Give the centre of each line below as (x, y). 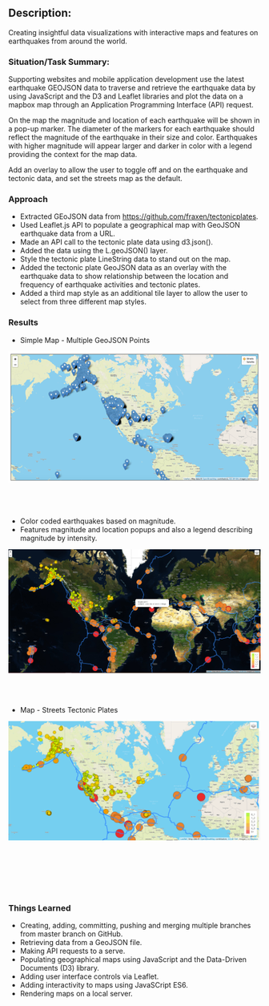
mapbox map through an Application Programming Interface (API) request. (131, 105)
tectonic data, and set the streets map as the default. (95, 179)
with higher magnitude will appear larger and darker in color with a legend (130, 146)
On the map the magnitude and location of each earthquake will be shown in (134, 120)
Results (23, 322)
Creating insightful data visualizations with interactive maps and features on (133, 32)
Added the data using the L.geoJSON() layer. (94, 251)
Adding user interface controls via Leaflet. (89, 976)
